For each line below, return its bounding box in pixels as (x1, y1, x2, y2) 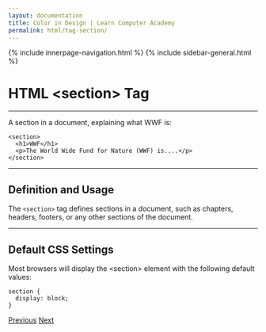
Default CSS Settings (8, 242, 114, 256)
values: (8, 272, 32, 281)
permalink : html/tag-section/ (8, 26, 108, 34)
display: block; (15, 294, 69, 302)
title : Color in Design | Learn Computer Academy (8, 19, 176, 27)
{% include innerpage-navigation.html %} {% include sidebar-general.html (8, 48, 252, 58)
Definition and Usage (8, 183, 115, 197)
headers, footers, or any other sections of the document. (8, 212, 194, 222)
